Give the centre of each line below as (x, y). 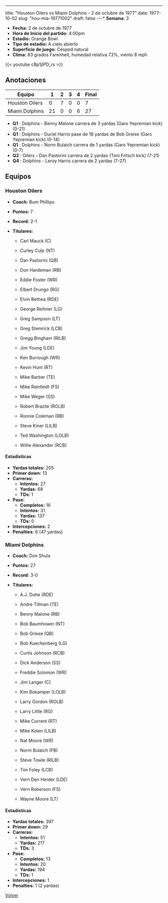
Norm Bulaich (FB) (39, 750)
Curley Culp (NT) (37, 250)
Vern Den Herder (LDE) (44, 779)
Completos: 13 (35, 859)
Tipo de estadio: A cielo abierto (45, 44)
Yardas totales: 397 (33, 822)
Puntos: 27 (24, 565)
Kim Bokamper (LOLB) (43, 692)
